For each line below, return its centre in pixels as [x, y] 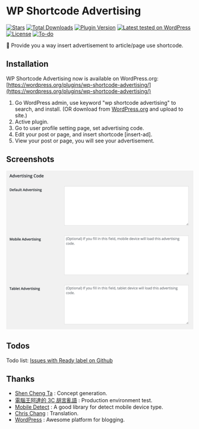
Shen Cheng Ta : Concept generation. [61, 393]
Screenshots [30, 159]
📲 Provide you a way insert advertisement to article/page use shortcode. [95, 45]
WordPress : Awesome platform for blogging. [70, 420]
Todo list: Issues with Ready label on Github [59, 360]
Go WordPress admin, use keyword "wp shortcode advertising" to [95, 102]
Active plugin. [31, 122]
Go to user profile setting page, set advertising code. [79, 128]
